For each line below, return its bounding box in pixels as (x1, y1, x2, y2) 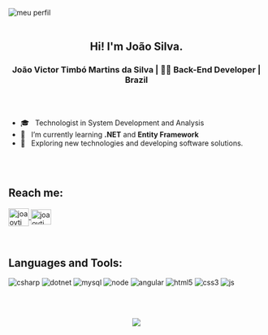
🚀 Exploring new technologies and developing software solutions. (19, 138, 244, 148)
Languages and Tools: (8, 256, 123, 270)
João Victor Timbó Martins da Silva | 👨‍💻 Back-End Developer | (11, 64, 262, 76)
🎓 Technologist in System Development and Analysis (19, 118, 205, 128)
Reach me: (8, 186, 63, 200)
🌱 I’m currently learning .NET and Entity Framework (19, 129, 199, 139)
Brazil (124, 74, 149, 85)
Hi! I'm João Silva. (89, 40, 184, 54)
